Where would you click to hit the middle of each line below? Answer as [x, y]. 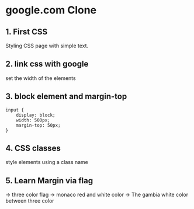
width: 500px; [33, 120]
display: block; [36, 115]
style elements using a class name [47, 162]
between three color [30, 201]
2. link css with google [47, 64]
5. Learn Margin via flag [49, 181]
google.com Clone [51, 10]
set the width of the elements [41, 78]
